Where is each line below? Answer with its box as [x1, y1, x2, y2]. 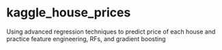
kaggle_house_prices [6, 5, 131, 21]
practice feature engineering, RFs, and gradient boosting [6, 34, 166, 42]
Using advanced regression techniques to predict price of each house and [6, 27, 216, 36]
